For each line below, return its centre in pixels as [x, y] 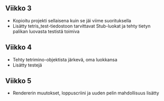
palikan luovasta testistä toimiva [46, 31]
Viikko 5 [18, 81]
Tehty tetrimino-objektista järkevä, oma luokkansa [65, 59]
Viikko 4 [19, 47]
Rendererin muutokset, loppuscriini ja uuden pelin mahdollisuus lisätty [86, 93]
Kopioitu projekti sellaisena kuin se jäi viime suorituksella [72, 20]
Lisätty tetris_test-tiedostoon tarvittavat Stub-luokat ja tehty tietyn [81, 26]
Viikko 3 [19, 8]
